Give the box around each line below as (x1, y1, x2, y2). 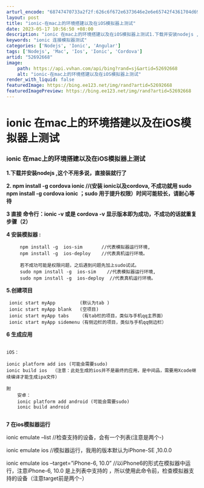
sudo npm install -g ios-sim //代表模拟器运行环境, (19, 269, 156, 275)
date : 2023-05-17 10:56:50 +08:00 (6, 26, 94, 32)
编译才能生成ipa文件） (10, 374, 60, 380)
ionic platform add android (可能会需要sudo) (17, 399, 130, 405)
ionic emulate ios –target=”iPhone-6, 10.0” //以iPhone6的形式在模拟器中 (6, 459, 186, 467)
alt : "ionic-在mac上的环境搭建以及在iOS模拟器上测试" (17, 71, 141, 77)
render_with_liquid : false (6, 77, 75, 83)
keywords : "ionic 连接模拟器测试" (6, 37, 87, 43)
